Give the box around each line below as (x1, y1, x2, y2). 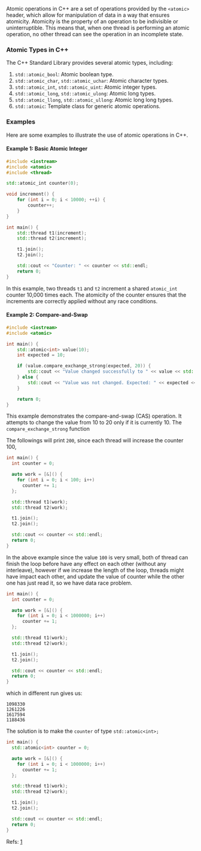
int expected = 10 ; (17, 352, 66, 358)
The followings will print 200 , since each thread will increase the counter (6, 437, 184, 444)
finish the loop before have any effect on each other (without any (6, 560, 166, 567)
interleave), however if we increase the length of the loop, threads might (6, 567, 184, 574)
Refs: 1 (6, 838, 23, 845)
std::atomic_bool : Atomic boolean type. (14, 71, 114, 78)
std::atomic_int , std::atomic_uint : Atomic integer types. (14, 83, 157, 91)
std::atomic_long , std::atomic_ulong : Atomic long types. (14, 90, 156, 97)
